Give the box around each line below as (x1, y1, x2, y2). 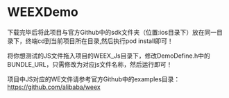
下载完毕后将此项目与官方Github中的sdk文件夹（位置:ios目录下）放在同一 (7, 28, 217, 36)
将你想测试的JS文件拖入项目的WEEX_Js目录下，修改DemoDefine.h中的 (7, 51, 210, 60)
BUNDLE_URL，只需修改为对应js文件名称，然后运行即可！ (7, 60, 173, 68)
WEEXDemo (7, 4, 78, 20)
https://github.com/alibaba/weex (7, 83, 101, 91)
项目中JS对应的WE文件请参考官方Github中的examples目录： (7, 74, 180, 83)
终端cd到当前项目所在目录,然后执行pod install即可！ (25, 36, 173, 45)
